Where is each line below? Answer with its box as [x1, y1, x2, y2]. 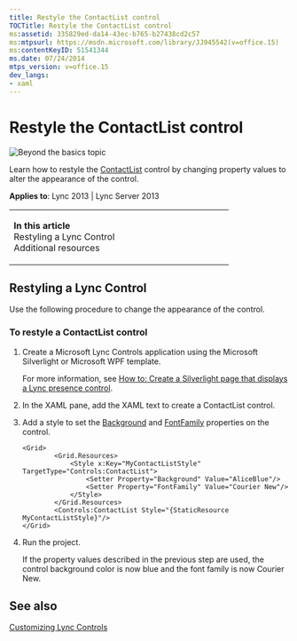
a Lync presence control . [21, 383, 113, 393]
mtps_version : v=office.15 [9, 63, 109, 72]
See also [9, 598, 58, 613]
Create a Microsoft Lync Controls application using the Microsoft [21, 346, 259, 357]
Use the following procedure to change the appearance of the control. [9, 304, 265, 315]
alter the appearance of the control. [9, 173, 139, 184]
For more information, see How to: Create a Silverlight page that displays [21, 373, 288, 384]
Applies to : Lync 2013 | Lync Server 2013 [9, 190, 160, 201]
